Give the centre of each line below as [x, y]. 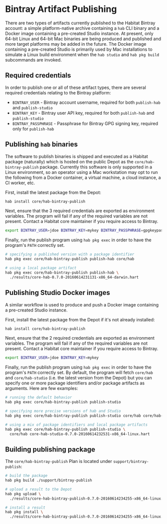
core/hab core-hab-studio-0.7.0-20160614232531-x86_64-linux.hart [80, 434]
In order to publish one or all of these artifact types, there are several [76, 87]
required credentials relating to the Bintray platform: [58, 92]
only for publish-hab [33, 129]
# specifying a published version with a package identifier [70, 254]
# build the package [27, 476]
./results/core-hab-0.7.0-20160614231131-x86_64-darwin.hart [74, 277]
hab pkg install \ [24, 512]
